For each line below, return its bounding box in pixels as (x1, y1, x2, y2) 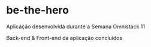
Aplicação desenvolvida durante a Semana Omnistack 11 (6, 23, 146, 30)
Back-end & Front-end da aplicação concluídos (6, 34, 123, 41)
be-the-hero (6, 4, 69, 17)
